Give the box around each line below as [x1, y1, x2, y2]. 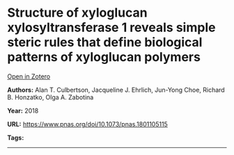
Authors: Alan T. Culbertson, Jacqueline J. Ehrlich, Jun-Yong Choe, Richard [7, 85, 225, 94]
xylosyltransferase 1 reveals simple [7, 19, 216, 35]
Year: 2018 [7, 106, 39, 115]
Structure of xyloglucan [7, 5, 148, 21]
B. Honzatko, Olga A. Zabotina [7, 92, 94, 101]
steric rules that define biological [7, 35, 203, 50]
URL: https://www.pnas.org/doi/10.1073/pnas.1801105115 [7, 120, 169, 128]
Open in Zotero [7, 72, 51, 81]
